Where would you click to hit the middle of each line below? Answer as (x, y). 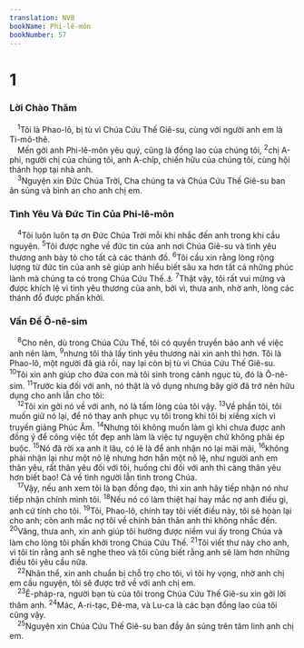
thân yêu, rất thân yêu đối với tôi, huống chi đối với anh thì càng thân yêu (145, 467)
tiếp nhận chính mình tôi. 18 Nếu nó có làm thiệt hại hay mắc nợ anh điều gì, (149, 498)
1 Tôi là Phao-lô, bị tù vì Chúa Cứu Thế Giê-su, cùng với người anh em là (150, 128)
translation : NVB (42, 18)
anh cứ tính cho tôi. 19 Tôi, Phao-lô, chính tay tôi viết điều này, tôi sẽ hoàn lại (151, 510)
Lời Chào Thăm (43, 108)
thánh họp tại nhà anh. (51, 170)
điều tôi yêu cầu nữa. (49, 562)
